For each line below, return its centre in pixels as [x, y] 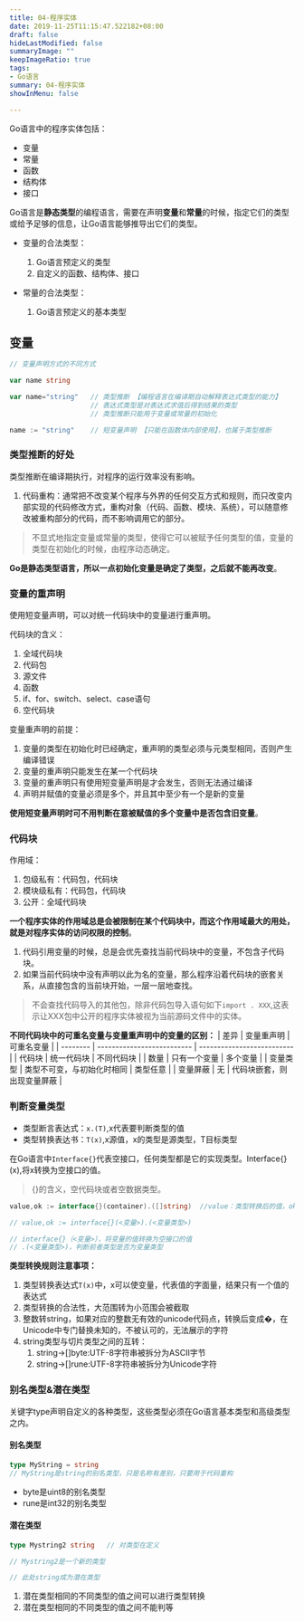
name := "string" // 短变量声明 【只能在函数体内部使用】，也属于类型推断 [141, 430]
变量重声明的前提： [45, 729]
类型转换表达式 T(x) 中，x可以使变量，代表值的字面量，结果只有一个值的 [156, 1285]
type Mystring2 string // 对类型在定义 [85, 1545]
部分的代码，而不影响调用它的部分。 [122, 518]
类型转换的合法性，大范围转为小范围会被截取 [106, 1308]
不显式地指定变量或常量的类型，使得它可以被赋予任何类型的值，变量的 [162, 537]
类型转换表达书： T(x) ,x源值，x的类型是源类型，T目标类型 [130, 1139]
